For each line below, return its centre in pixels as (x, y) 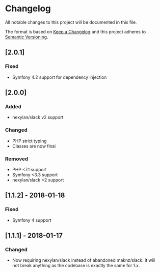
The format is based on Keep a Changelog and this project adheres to (76, 31)
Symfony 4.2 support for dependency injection (59, 77)
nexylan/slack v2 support (38, 117)
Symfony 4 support (32, 220)
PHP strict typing (29, 141)
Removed (17, 159)
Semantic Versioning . (27, 37)
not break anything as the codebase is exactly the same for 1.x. (76, 266)
